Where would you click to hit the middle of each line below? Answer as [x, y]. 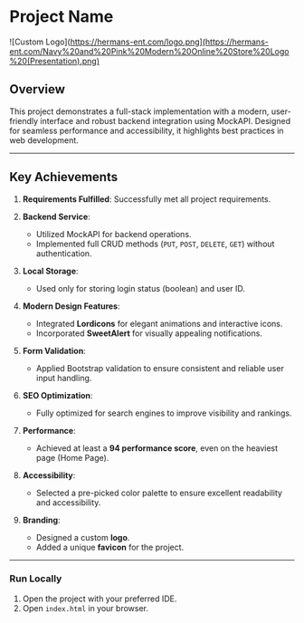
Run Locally [36, 579]
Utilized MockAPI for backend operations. [114, 234]
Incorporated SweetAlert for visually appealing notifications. [149, 333]
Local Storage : [50, 271]
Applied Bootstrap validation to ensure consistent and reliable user [160, 368]
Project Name [62, 17]
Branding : [41, 520]
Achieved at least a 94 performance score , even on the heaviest [157, 448]
